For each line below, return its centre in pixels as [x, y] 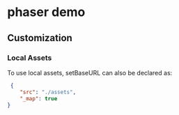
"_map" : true [39, 98]
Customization [40, 38]
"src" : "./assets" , [48, 92]
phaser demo [46, 12]
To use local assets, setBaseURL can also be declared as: [90, 72]
